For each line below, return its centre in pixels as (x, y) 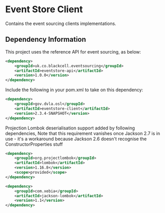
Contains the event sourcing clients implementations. (61, 23)
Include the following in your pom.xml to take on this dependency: (74, 90)
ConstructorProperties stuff (34, 144)
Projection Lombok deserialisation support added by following (70, 128)
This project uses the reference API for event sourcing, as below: (73, 51)
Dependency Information (46, 39)
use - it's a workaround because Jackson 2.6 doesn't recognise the (76, 139)
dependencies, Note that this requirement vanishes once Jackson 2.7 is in (83, 133)
